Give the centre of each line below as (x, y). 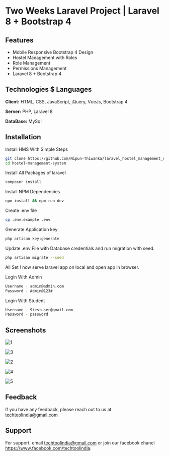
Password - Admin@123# (29, 291)
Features (19, 40)
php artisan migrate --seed (35, 257)
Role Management (31, 63)
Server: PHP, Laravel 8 (29, 111)
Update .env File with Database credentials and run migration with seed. (80, 248)
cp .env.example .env (28, 220)
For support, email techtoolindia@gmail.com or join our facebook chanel (80, 443)
